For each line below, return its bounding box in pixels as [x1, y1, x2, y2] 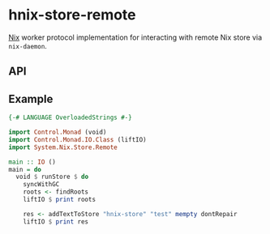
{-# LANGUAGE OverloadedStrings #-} [8, 113, 132, 122]
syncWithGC [23, 181, 60, 189]
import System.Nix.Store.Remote [8, 143, 118, 151]
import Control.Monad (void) [8, 128, 107, 137]
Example [8, 91, 54, 106]
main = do [8, 165, 42, 173]
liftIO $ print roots [23, 196, 96, 204]
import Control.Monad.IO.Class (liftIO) [8, 135, 148, 143]
